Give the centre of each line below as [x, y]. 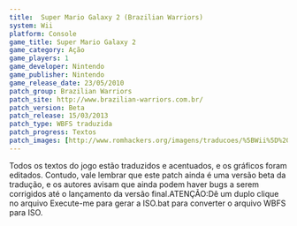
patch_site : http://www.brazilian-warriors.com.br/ [106, 99]
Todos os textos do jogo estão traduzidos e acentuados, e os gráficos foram [148, 165]
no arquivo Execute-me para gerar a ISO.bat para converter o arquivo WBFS [148, 203]
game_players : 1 [39, 58]
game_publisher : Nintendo [57, 75]
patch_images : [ [39, 140]
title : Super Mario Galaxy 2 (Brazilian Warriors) [106, 17]
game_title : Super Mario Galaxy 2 [73, 42]
